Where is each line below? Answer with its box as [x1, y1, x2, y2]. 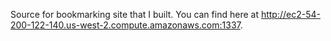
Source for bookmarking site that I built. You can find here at [10, 9, 259, 20]
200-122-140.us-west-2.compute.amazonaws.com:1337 [10, 19, 241, 31]
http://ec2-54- [260, 9, 321, 20]
